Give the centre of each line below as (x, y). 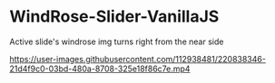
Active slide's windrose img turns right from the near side (117, 41)
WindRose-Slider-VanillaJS (114, 17)
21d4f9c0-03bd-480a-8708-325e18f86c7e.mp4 (100, 69)
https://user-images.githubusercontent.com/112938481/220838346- (137, 59)
